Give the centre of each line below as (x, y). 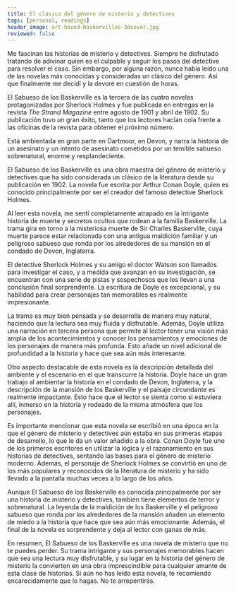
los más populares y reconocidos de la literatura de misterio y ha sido (108, 471)
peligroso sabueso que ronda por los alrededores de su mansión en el (109, 244)
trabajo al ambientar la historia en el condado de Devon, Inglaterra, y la (110, 382)
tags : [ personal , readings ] (49, 20)
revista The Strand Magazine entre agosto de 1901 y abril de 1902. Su (108, 112)
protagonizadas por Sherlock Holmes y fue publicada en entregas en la (111, 105)
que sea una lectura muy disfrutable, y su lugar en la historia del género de (116, 558)
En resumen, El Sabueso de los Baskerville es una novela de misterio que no (118, 543)
